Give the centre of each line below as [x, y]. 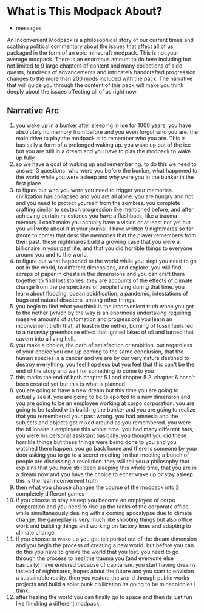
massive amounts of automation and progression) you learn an [94, 319]
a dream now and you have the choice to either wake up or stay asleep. [105, 474]
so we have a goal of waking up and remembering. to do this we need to [106, 164]
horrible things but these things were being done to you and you [96, 442]
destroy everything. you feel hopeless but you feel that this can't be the [105, 364]
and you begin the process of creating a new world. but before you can [105, 545]
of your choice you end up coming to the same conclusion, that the [100, 352]
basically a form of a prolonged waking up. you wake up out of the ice [103, 145]
